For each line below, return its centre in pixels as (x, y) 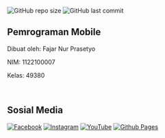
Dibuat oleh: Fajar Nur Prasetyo (51, 49)
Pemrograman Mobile (54, 32)
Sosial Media (35, 110)
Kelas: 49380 (26, 75)
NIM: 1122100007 (31, 62)
